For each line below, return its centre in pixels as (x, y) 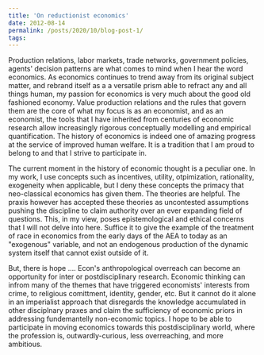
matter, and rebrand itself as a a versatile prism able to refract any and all (128, 86)
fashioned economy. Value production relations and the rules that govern (127, 102)
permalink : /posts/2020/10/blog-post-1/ (76, 30)
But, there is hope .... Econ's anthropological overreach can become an (124, 268)
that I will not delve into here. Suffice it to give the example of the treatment (131, 228)
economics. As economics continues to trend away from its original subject (131, 77)
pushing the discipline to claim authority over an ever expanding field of (125, 210)
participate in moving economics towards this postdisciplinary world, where (132, 327)
